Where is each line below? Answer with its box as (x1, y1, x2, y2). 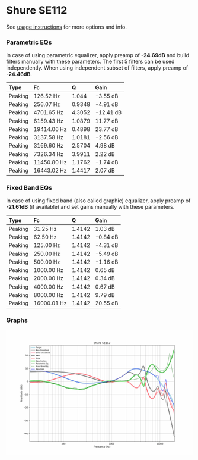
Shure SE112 (6, 4, 68, 17)
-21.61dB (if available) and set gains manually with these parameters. (6, 204, 175, 211)
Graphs (6, 316, 28, 324)
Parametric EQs (6, 38, 52, 46)
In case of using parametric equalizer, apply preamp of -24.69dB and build (6, 52, 190, 59)
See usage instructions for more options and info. (6, 23, 127, 30)
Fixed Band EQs (6, 183, 52, 192)
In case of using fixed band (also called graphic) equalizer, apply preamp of (6, 197, 191, 204)
